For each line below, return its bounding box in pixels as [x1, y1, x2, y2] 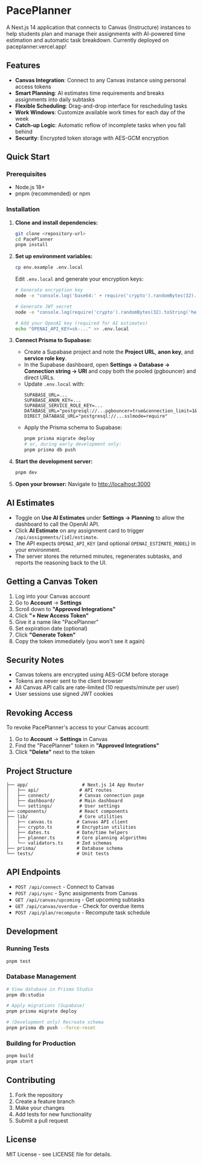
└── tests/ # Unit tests [6, 850, 110, 857]
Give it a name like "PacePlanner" [14, 618, 98, 626]
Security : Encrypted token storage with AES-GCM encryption [14, 134, 169, 141]
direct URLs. [24, 374, 56, 381]
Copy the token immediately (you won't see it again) [14, 637, 145, 644]
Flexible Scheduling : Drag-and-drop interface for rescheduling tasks [14, 102, 187, 109]
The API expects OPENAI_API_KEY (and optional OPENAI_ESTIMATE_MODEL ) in [14, 539, 196, 547]
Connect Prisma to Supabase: [14, 337, 92, 344]
